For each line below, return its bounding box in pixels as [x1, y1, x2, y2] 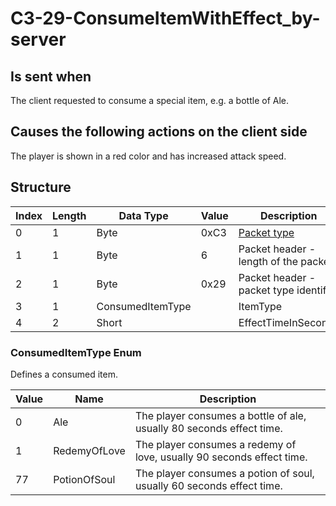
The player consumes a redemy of [134, 437, 297, 451]
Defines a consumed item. [10, 368, 118, 380]
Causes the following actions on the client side [10, 123, 308, 141]
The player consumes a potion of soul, [134, 466, 315, 480]
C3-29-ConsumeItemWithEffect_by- [10, 7, 321, 30]
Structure [10, 179, 72, 196]
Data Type [118, 208, 169, 222]
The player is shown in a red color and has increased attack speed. [10, 150, 287, 162]
